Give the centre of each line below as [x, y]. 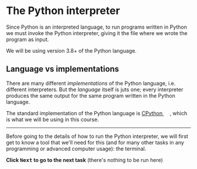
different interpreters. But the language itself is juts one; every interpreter [95, 89]
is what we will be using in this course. [52, 119]
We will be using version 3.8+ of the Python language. [71, 50]
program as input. [28, 39]
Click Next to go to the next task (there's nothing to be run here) [84, 160]
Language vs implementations [62, 69]
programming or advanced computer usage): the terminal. [76, 149]
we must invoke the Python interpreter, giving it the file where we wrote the [97, 33]
